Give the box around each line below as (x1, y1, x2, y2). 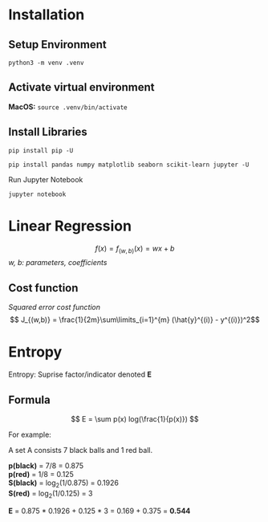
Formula (8, 393, 51, 406)
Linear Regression (8, 217, 132, 234)
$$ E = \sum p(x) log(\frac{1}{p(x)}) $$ (71, 414, 199, 423)
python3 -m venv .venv (8, 59, 84, 67)
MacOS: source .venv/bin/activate (8, 102, 128, 112)
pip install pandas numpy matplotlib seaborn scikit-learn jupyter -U (8, 161, 250, 169)
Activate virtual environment (8, 80, 155, 94)
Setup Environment (8, 38, 107, 51)
